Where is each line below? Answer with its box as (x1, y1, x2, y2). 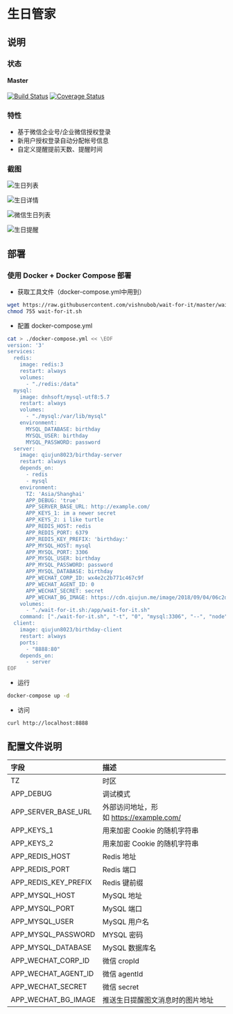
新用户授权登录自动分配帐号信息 (17, 136, 109, 145)
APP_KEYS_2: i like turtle (25, 516, 104, 524)
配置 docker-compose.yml (17, 321, 93, 330)
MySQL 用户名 (102, 917, 150, 926)
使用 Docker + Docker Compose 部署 (7, 271, 132, 280)
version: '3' (7, 341, 45, 348)
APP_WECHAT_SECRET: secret (25, 587, 104, 595)
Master (7, 77, 29, 85)
